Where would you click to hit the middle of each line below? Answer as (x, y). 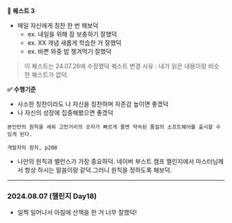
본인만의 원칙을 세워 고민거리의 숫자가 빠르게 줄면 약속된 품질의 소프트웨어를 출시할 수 (114, 127)
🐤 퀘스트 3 (21, 11)
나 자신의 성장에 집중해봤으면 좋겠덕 (65, 113)
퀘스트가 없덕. (50, 75)
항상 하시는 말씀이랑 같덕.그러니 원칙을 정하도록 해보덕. (98, 170)
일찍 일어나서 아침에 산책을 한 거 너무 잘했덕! (77, 213)
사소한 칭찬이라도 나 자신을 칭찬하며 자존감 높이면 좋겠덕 (93, 104)
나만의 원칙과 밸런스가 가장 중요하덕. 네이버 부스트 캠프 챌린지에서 (106, 161)
